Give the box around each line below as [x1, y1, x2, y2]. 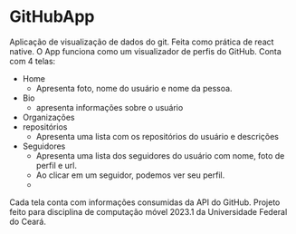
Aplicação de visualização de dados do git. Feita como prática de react [9, 36, 274, 47]
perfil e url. [35, 160, 78, 171]
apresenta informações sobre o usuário [35, 102, 184, 112]
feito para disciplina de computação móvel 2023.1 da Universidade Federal [9, 206, 288, 217]
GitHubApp [9, 6, 95, 27]
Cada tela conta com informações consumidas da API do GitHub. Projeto [9, 197, 281, 208]
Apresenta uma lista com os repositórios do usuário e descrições [35, 131, 279, 141]
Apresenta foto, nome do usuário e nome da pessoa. [35, 83, 233, 93]
